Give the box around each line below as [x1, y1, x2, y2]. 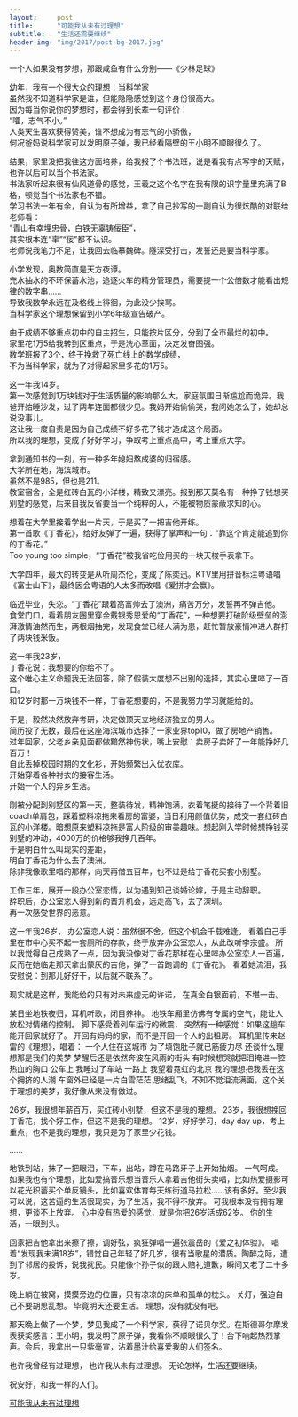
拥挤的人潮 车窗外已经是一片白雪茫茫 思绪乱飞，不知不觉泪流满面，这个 [16, 1075, 278, 1085]
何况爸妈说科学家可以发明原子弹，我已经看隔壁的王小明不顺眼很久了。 [9, 138, 266, 148]
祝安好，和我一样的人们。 [9, 1379, 103, 1389]
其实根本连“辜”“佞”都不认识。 [9, 234, 117, 245]
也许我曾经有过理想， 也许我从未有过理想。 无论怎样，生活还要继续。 [9, 1360, 263, 1371]
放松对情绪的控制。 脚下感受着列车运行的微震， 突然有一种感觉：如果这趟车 [9, 1019, 286, 1030]
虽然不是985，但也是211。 [9, 476, 105, 486]
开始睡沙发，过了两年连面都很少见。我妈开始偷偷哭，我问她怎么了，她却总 [16, 401, 289, 413]
